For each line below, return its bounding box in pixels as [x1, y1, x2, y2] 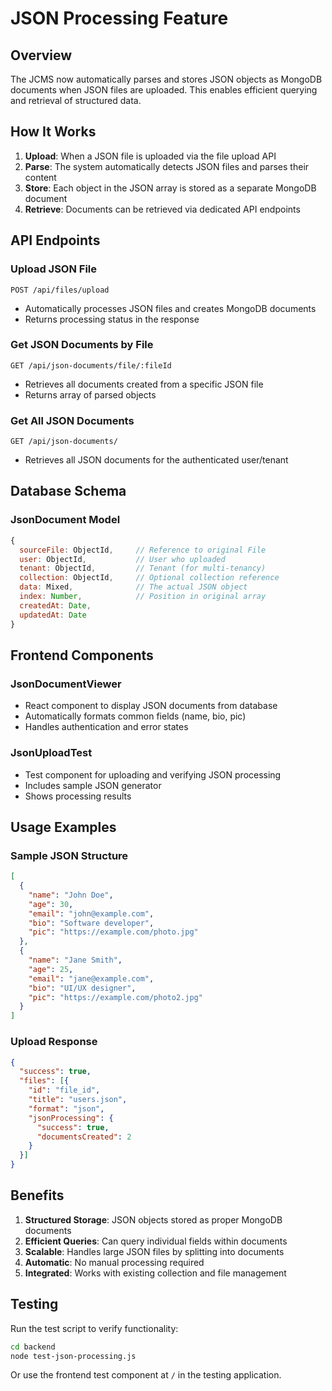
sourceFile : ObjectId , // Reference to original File [19, 545, 267, 555]
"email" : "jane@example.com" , [28, 973, 155, 984]
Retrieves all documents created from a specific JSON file [24, 378, 264, 390]
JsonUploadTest [10, 746, 93, 760]
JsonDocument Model [10, 513, 121, 527]
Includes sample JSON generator [24, 779, 162, 791]
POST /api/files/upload [10, 285, 110, 295]
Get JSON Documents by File [10, 338, 154, 352]
